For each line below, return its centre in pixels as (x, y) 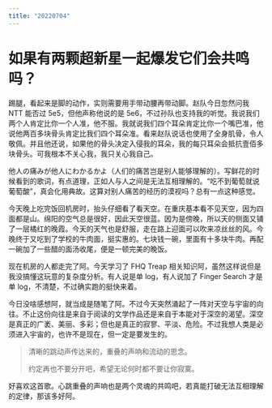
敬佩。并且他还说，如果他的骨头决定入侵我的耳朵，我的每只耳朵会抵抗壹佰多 (136, 144)
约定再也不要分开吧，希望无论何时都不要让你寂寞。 (113, 368)
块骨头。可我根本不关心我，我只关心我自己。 (83, 153)
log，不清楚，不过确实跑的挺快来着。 (79, 286)
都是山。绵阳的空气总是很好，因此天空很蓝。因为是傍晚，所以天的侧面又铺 (139, 218)
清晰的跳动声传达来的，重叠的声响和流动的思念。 (110, 351)
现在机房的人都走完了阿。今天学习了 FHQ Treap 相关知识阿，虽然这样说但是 (135, 266)
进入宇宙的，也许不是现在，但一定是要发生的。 (93, 334)
